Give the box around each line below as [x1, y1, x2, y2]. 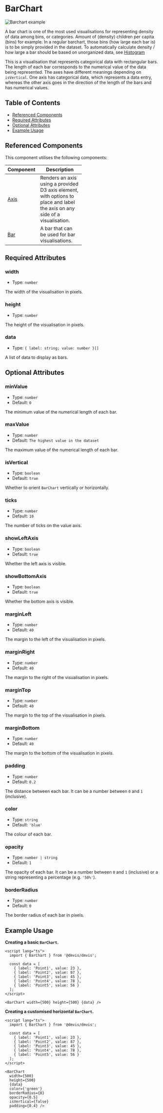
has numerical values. [5, 84, 49, 90]
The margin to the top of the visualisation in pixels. [5, 712, 106, 718]
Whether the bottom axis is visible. [5, 598, 74, 604]
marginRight [5, 649, 35, 656]
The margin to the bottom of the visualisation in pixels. [5, 750, 114, 756]
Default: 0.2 [12, 779, 36, 784]
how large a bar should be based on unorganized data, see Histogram [5, 49, 145, 55]
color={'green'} [9, 1087, 42, 1092]
